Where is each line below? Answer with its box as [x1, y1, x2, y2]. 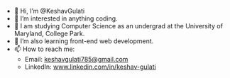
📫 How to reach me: [13, 45, 75, 53]
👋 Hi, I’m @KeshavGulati [13, 7, 85, 15]
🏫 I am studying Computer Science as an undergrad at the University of [13, 22, 224, 30]
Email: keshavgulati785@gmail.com [24, 55, 128, 63]
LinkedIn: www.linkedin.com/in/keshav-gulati [24, 62, 156, 71]
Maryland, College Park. [13, 29, 85, 38]
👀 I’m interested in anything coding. [13, 14, 119, 23]
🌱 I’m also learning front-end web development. [13, 37, 154, 45]
